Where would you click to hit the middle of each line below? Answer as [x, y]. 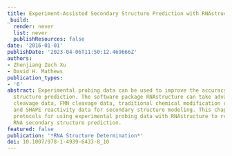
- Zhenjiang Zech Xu [37, 65]
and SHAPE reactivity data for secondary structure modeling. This [113, 110]
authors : [20, 59]
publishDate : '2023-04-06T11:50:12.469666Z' [72, 52]
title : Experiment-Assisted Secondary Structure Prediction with [103, 13]
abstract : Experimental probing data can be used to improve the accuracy [117, 90]
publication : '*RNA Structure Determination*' [75, 135]
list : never [31, 33]
